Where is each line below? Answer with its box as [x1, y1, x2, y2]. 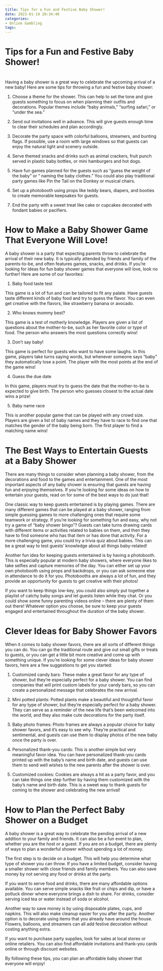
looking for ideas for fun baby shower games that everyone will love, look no [5, 266, 158, 272]
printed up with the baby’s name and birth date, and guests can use [12, 757, 147, 763]
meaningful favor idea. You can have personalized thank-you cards [12, 752, 147, 758]
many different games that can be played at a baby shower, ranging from [5, 507, 151, 513]
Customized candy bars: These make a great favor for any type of [12, 672, 144, 678]
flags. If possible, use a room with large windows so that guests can [12, 138, 148, 144]
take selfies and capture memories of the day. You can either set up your [5, 563, 150, 569]
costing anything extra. [5, 926, 51, 932]
